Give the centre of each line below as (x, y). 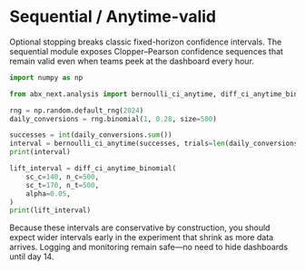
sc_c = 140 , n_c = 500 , (63, 177)
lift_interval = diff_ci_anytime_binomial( (93, 169)
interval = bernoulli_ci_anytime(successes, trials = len (117, 144)
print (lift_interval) (50, 210)
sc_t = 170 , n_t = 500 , (63, 185)
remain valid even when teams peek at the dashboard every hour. (132, 61)
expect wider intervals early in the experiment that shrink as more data (142, 237)
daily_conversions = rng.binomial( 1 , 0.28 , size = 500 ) (113, 119)
